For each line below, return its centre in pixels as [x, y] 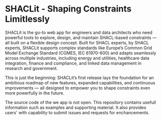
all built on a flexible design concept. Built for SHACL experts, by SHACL [77, 42]
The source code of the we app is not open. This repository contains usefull [81, 102]
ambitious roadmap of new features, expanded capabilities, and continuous [80, 82]
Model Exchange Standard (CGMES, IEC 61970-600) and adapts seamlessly [81, 53]
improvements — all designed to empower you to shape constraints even [78, 88]
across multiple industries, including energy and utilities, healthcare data [77, 58]
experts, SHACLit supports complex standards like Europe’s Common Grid [79, 48]
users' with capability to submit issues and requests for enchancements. [77, 112]
